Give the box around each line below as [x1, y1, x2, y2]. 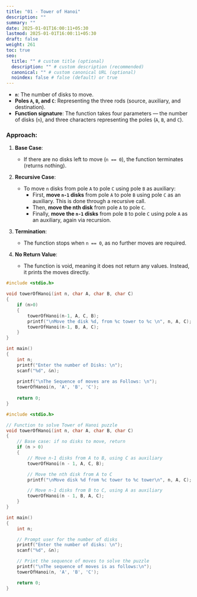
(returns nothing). [23, 162, 67, 169]
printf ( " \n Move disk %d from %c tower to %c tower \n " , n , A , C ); [27, 477, 192, 483]
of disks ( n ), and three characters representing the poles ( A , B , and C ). [14, 116, 184, 123]
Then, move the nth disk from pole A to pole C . [32, 204, 146, 211]
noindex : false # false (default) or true [11, 75, 118, 81]
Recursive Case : [14, 174, 56, 181]
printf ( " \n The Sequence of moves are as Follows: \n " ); [17, 378, 158, 385]
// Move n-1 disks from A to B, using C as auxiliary [27, 455, 163, 461]
